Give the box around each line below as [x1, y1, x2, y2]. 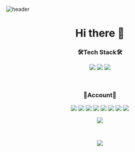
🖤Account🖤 [83, 91, 117, 100]
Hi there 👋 [75, 27, 125, 40]
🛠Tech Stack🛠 [77, 48, 123, 57]
